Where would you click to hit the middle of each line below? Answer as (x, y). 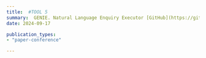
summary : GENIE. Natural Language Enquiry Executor (75, 18)
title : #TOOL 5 (27, 12)
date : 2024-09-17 (29, 23)
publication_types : (31, 34)
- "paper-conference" (34, 40)
